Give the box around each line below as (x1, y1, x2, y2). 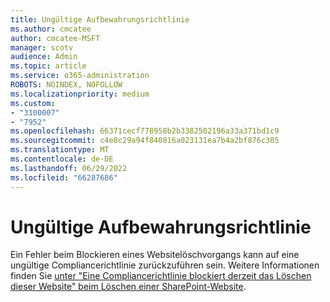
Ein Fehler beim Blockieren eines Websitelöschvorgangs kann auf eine (10, 249, 300, 261)
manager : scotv (10, 42, 74, 53)
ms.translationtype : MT (10, 145, 110, 155)
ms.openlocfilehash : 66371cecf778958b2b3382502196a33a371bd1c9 (10, 126, 280, 136)
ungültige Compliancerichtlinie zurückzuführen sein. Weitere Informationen (10, 259, 320, 271)
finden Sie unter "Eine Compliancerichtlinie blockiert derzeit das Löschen (10, 270, 312, 282)
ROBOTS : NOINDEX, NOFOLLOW (10, 80, 123, 90)
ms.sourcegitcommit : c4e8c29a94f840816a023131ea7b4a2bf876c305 (10, 136, 280, 146)
